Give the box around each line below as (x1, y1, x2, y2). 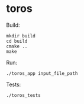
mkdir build (6, 33, 35, 39)
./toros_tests (6, 92, 41, 98)
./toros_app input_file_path (6, 70, 78, 76)
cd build (6, 38, 28, 44)
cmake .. (6, 43, 28, 49)
